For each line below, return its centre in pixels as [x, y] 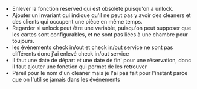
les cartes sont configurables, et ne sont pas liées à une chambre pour [100, 35]
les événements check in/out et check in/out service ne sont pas [92, 47]
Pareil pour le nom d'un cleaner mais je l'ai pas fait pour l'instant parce [100, 73]
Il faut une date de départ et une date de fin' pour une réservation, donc [102, 60]
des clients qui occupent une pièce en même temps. [77, 21]
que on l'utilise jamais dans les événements [66, 79]
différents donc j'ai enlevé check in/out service [70, 54]
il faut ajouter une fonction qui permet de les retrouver [79, 67]
